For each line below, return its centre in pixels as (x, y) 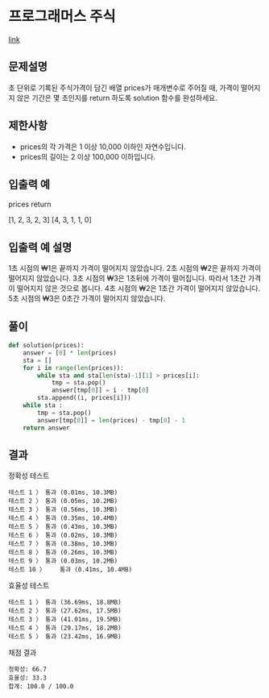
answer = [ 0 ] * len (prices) (70, 353)
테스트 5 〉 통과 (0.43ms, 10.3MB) (63, 527)
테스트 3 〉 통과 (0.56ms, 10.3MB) (63, 510)
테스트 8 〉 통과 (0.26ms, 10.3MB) (63, 553)
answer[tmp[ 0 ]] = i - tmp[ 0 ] (100, 391)
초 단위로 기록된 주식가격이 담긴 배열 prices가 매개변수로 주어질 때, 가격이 (124, 87)
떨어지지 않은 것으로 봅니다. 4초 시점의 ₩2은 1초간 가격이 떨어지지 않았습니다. (139, 289)
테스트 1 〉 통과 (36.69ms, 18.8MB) (65, 602)
